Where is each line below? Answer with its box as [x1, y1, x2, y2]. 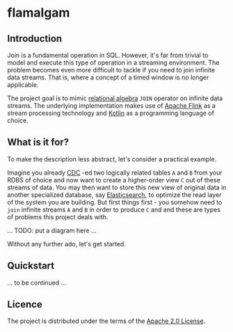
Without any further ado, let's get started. [7, 239, 127, 248]
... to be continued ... [7, 278, 67, 287]
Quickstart [7, 260, 55, 272]
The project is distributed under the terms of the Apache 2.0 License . [7, 317, 206, 325]
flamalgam [7, 5, 70, 21]
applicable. [7, 81, 39, 88]
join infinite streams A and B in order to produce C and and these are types [7, 205, 221, 214]
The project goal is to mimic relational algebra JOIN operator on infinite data [7, 94, 223, 102]
